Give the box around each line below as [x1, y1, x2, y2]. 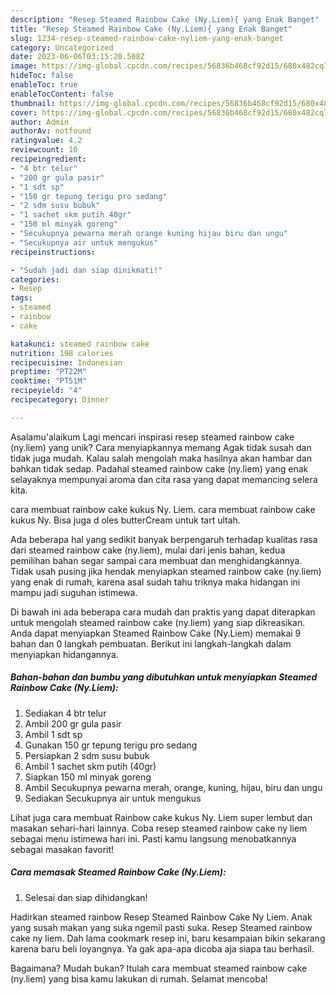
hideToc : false [10, 71, 74, 81]
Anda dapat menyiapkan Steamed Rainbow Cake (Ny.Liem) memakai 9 [10, 627, 302, 639]
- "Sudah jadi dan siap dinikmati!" [10, 265, 163, 275]
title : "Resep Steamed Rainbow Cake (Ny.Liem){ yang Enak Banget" [10, 24, 293, 34]
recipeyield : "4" [10, 386, 83, 396]
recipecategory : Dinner [10, 395, 110, 405]
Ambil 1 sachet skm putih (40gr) [24, 760, 157, 772]
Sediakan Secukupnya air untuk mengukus [24, 792, 202, 804]
